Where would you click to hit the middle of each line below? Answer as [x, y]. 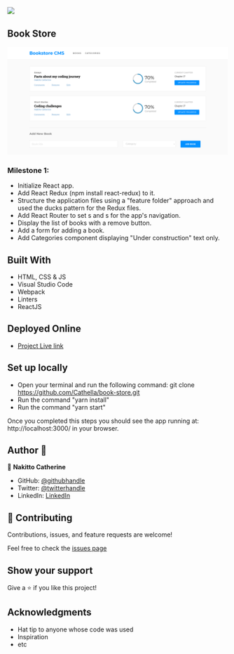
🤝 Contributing [40, 517]
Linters [27, 299]
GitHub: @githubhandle [51, 480]
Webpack [31, 292]
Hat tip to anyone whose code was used [75, 629]
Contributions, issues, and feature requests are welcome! [90, 535]
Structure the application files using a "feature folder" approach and [116, 201]
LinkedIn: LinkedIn [44, 496]
